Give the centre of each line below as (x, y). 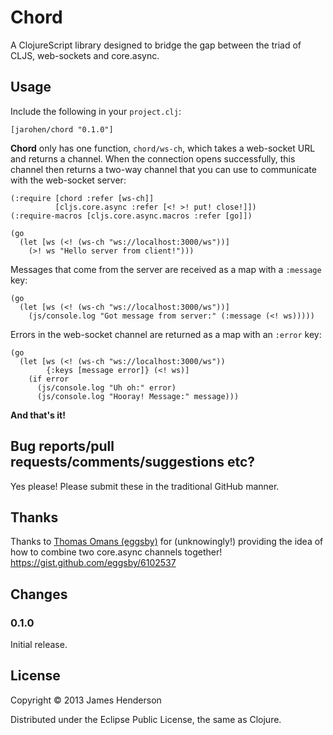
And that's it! (38, 415)
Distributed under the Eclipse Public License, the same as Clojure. (146, 719)
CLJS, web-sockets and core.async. (85, 55)
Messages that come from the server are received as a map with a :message (166, 269)
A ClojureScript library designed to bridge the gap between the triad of (156, 45)
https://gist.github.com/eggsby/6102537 (93, 563)
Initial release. (39, 645)
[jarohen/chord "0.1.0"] (62, 129)
